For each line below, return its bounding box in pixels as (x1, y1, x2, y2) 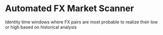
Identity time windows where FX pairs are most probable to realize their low (5, 19, 158, 25)
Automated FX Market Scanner (5, 3, 134, 14)
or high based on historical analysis (5, 24, 77, 30)
